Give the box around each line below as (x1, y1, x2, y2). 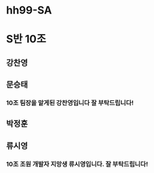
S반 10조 (6, 32, 46, 46)
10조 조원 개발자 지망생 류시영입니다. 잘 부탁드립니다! (6, 160, 148, 168)
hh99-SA (6, 4, 52, 17)
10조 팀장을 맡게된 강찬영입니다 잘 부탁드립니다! (6, 99, 134, 107)
